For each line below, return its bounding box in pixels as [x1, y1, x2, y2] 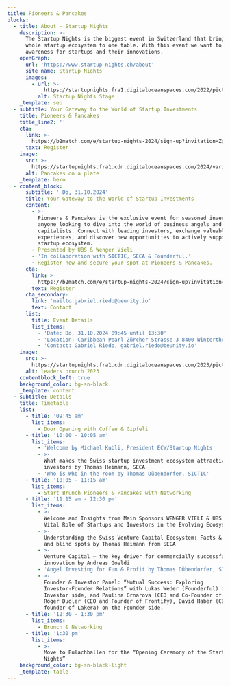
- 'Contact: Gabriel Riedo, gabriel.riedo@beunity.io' [37, 342, 197, 349]
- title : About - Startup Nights [13, 23, 109, 30]
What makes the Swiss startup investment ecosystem [43, 458, 194, 465]
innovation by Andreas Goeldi [43, 560, 130, 567]
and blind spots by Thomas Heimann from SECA [43, 540, 176, 547]
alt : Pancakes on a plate [25, 170, 99, 177]
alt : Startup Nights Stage [37, 93, 115, 100]
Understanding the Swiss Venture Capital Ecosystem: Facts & [43, 534, 222, 541]
